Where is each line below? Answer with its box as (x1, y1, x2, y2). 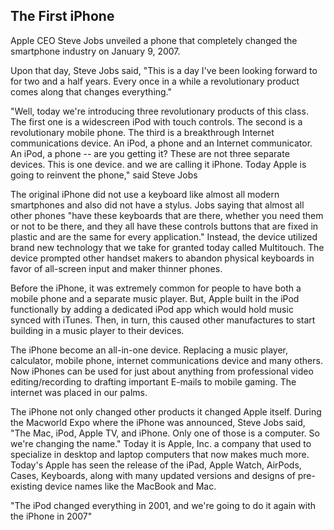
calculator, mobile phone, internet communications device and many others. (10, 354, 323, 366)
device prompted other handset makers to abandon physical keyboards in (10, 252, 315, 264)
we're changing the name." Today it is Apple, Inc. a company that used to (10, 437, 312, 449)
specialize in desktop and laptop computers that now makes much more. (10, 448, 310, 460)
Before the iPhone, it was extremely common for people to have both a (10, 282, 302, 294)
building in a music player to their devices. (10, 324, 185, 336)
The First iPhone (10, 8, 115, 25)
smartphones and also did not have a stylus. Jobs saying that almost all (10, 199, 305, 211)
